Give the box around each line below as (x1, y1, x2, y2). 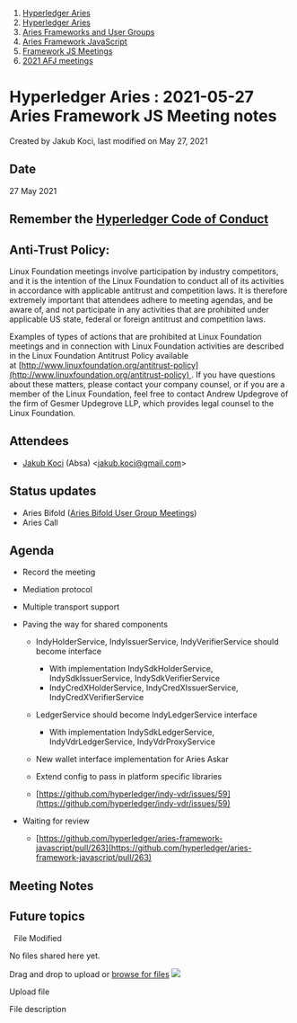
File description (9, 1003, 67, 1014)
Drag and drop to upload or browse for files (9, 968, 170, 979)
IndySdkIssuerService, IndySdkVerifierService (48, 673, 221, 684)
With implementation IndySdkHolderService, (48, 663, 214, 674)
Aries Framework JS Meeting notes (9, 106, 277, 127)
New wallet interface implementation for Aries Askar (35, 754, 229, 765)
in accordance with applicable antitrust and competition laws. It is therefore (9, 285, 288, 296)
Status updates (9, 484, 97, 499)
